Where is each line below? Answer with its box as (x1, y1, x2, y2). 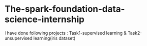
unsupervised (4, 35, 32, 41)
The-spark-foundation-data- (4, 3, 125, 15)
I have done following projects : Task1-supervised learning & (4, 30, 127, 36)
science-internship (4, 14, 85, 25)
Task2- (127, 30, 142, 36)
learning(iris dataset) (33, 35, 76, 41)
